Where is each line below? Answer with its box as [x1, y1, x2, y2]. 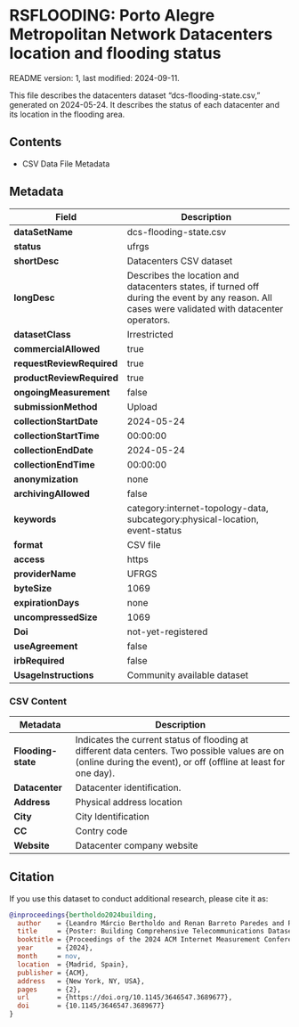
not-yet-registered [126, 625, 208, 638]
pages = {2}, [17, 985, 82, 994]
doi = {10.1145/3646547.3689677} [17, 1001, 166, 1011]
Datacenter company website [75, 839, 198, 852]
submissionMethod [13, 400, 98, 412]
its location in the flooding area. [9, 109, 125, 119]
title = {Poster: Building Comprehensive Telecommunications [17, 927, 265, 936]
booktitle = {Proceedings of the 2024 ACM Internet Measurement [17, 935, 261, 944]
